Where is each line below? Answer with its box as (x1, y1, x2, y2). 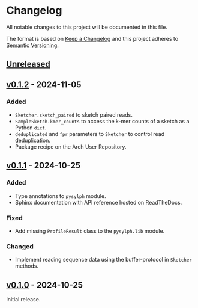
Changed (6, 242, 34, 250)
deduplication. (14, 137, 51, 144)
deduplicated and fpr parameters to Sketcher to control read (14, 131, 165, 138)
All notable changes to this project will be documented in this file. (6, 23, 168, 31)
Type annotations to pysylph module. (14, 192, 106, 199)
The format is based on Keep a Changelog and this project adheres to (6, 35, 179, 42)
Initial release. (6, 296, 41, 303)
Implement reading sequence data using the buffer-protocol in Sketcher (14, 256, 192, 263)
